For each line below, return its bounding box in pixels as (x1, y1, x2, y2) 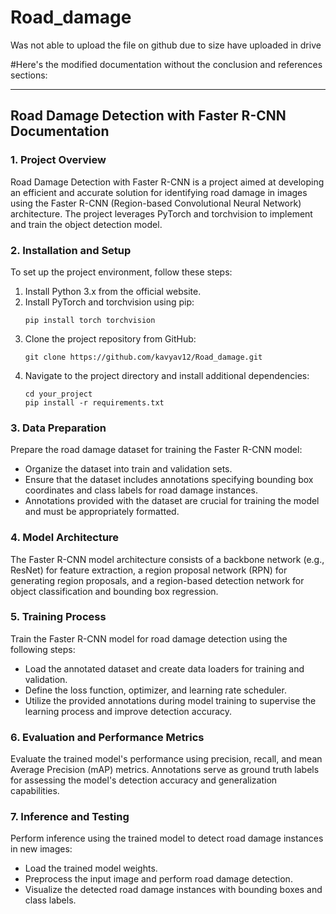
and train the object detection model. (10, 218, 163, 230)
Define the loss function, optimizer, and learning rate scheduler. (24, 684, 287, 696)
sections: (10, 69, 48, 81)
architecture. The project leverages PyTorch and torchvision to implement (10, 207, 313, 220)
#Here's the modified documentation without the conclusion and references (10, 58, 323, 70)
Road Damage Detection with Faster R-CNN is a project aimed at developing (10, 176, 325, 188)
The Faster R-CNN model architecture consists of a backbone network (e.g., (10, 553, 325, 565)
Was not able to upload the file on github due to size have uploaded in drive (10, 39, 322, 51)
